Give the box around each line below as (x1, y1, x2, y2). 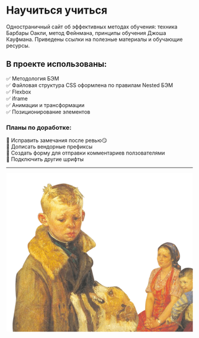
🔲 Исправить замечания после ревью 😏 (6, 137, 108, 144)
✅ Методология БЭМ (6, 75, 59, 82)
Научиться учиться (6, 4, 108, 17)
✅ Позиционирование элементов (6, 108, 91, 115)
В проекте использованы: (6, 59, 107, 69)
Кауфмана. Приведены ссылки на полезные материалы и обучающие (6, 36, 183, 43)
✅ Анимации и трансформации (6, 101, 85, 108)
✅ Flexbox (6, 88, 31, 95)
